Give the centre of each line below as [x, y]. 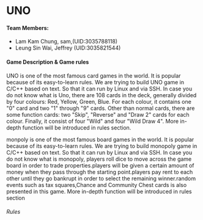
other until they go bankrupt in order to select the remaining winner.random [101, 178]
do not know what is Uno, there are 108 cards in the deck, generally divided [102, 95]
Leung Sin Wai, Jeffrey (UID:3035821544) [68, 48]
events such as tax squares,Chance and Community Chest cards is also [97, 185]
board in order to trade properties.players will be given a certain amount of [100, 165]
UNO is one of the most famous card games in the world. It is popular [94, 75]
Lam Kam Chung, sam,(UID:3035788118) [66, 42]
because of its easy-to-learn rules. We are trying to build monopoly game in [102, 146]
